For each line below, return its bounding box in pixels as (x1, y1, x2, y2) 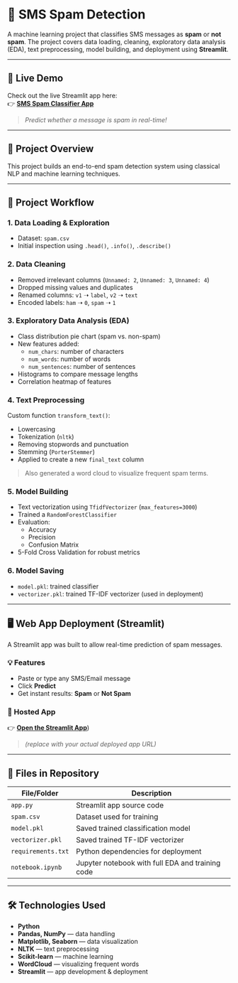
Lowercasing (17, 425, 55, 434)
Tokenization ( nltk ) (17, 433, 74, 441)
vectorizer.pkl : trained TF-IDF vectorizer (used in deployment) (17, 589, 204, 598)
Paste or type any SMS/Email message (17, 674, 131, 682)
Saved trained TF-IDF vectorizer (75, 834, 184, 844)
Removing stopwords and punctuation (17, 440, 129, 448)
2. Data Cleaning (7, 259, 66, 269)
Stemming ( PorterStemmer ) (17, 448, 96, 456)
